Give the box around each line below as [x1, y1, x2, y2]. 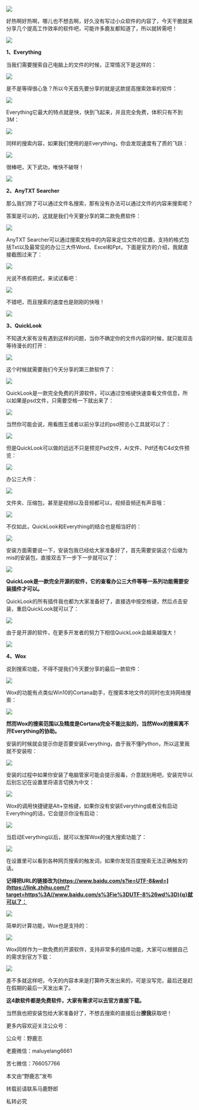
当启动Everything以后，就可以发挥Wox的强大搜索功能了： [6, 834, 147, 840]
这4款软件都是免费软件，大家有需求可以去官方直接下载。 [6, 997, 145, 1004]
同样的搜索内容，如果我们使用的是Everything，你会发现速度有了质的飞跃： [6, 140, 188, 146]
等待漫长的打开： [6, 342, 48, 349]
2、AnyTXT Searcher [6, 187, 60, 194]
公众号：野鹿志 [6, 1035, 43, 1042]
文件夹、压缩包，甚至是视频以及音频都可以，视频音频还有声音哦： [6, 499, 167, 506]
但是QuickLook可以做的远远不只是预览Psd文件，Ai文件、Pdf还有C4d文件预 [6, 445, 190, 451]
